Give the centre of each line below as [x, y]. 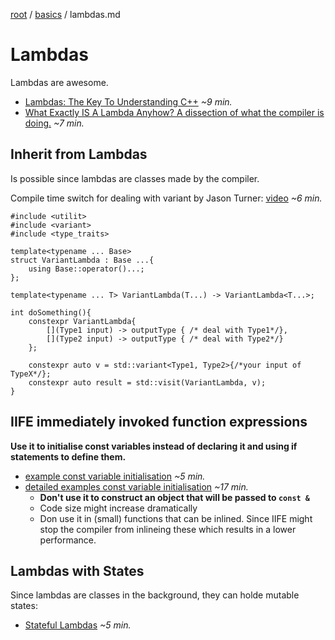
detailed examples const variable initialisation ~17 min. [136, 486]
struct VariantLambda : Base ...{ [82, 260]
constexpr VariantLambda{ [82, 321]
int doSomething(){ [51, 312]
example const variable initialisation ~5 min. [115, 476]
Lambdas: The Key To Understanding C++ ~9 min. [128, 101]
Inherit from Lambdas [79, 154]
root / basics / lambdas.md [65, 14]
